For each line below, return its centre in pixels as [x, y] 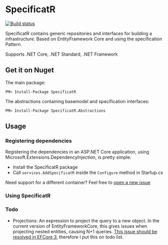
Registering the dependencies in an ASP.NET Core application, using [77, 152]
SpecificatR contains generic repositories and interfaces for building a [79, 33]
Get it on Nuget [30, 70]
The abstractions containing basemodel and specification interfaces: [77, 101]
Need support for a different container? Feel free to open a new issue [78, 183]
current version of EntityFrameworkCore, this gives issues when [80, 226]
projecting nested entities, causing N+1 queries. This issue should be [85, 231]
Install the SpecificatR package [45, 167]
